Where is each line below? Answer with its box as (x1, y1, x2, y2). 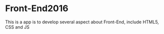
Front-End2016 (5, 3, 69, 14)
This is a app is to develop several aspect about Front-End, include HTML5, (5, 19, 159, 25)
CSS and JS (5, 24, 30, 30)
